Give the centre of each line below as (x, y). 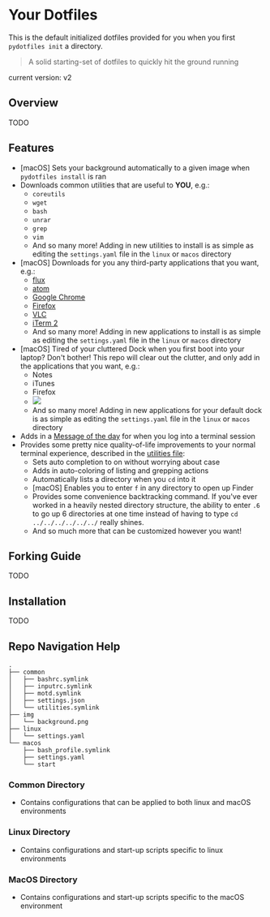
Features (31, 148)
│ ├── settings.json (47, 700)
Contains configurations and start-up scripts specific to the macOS (132, 897)
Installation (37, 601)
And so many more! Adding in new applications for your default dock (147, 410)
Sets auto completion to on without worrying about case (126, 462)
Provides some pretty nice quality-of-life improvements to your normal (138, 445)
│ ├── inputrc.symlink (50, 687)
